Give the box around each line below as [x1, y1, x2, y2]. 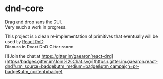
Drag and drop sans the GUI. [5, 19, 62, 25]
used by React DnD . [5, 38, 45, 44]
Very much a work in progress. [5, 24, 67, 30]
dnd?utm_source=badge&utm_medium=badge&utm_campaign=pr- [5, 63, 140, 69]
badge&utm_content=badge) [5, 68, 63, 74]
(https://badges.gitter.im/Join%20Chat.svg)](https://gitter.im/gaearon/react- [5, 58, 158, 64]
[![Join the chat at [5, 53, 41, 59]
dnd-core [5, 3, 44, 14]
